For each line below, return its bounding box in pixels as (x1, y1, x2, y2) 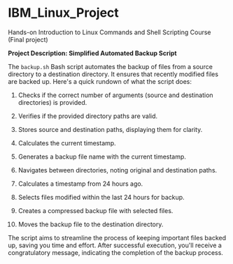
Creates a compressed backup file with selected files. (17, 206, 174, 214)
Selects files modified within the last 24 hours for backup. (17, 193, 185, 201)
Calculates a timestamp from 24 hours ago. (17, 179, 143, 188)
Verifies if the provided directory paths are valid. (17, 112, 158, 120)
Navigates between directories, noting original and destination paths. (17, 166, 218, 174)
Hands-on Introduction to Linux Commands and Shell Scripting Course (8, 28, 212, 36)
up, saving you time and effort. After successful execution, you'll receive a (8, 241, 223, 249)
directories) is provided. (17, 98, 87, 106)
